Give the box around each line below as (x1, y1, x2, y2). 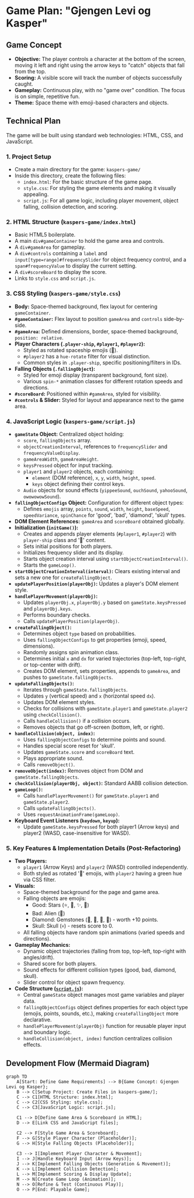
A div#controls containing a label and (14, 250, 108, 257)
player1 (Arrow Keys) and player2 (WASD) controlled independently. (23, 864, 188, 871)
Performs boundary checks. (23, 611, 91, 618)
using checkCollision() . (23, 711, 82, 718)
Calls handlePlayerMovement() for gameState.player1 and (23, 792, 159, 799)
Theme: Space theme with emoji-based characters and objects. (14, 99, 169, 106)
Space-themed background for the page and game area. (23, 889, 160, 896)
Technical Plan (6, 116, 61, 126)
